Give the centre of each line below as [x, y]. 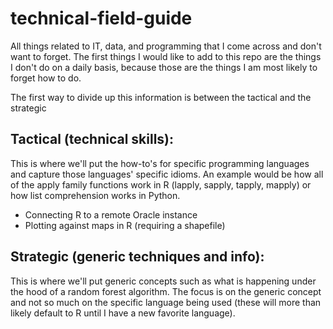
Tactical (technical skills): [92, 139]
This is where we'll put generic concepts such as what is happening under [163, 281]
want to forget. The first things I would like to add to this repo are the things [166, 56]
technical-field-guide [101, 18]
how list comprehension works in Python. [95, 195]
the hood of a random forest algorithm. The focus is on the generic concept [166, 291]
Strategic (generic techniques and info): [137, 257]
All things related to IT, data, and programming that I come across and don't [166, 46]
